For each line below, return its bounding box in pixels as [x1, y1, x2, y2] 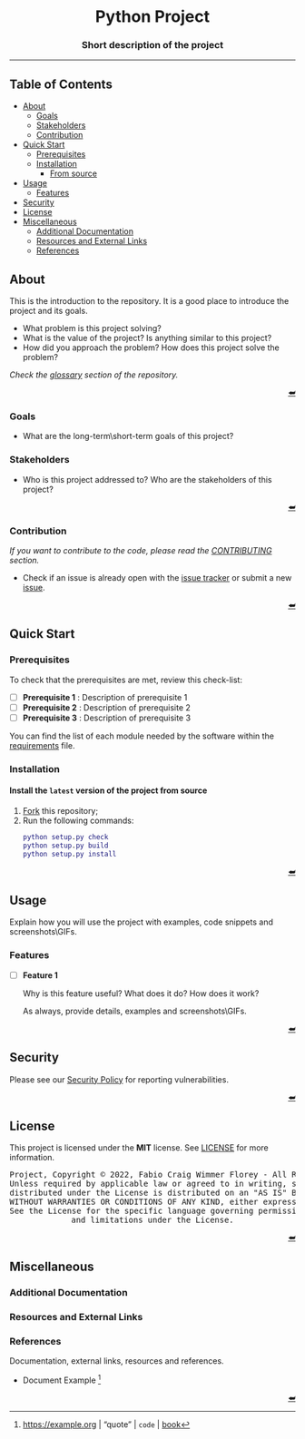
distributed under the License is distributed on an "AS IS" [9, 1188, 288, 1199]
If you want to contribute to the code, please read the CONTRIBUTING [9, 545, 272, 555]
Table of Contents [9, 76, 113, 92]
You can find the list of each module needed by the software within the [9, 730, 275, 741]
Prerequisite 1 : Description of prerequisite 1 [22, 691, 188, 702]
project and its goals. [9, 306, 88, 317]
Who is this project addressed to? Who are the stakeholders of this [22, 474, 272, 485]
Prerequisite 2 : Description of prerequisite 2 [22, 701, 191, 713]
